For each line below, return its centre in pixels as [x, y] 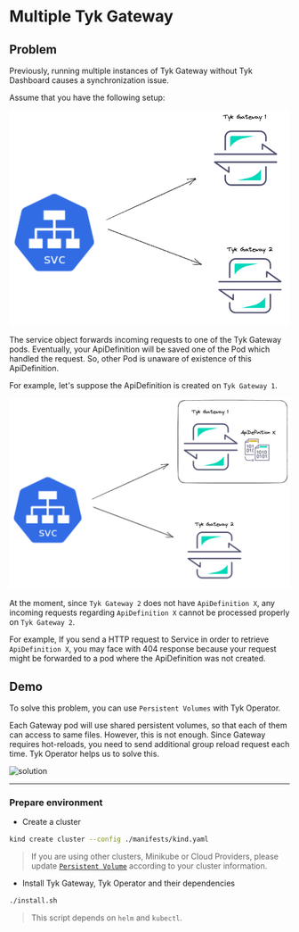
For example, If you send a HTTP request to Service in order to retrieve [139, 639]
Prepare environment [56, 803]
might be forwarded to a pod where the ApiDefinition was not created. [137, 659]
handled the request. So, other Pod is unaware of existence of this [130, 358]
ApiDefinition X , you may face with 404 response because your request [143, 649]
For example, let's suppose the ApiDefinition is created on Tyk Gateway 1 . [143, 385]
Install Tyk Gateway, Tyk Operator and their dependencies [129, 883]
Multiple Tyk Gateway [91, 17]
